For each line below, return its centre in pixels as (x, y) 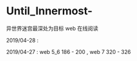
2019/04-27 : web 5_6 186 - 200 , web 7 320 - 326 (68, 51)
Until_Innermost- (49, 11)
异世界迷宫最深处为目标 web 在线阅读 (52, 28)
